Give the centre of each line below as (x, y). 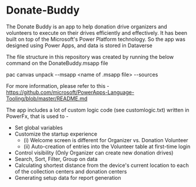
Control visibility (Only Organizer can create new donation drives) (94, 152)
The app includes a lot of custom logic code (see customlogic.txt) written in (98, 110)
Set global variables (39, 127)
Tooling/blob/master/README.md (47, 99)
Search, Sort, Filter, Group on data (56, 159)
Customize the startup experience (56, 134)
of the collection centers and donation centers (71, 171)
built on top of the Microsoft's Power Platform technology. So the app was (96, 39)
